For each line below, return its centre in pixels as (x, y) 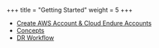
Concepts (30, 31)
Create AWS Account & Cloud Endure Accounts (84, 23)
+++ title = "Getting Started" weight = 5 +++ (69, 10)
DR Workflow (35, 38)
